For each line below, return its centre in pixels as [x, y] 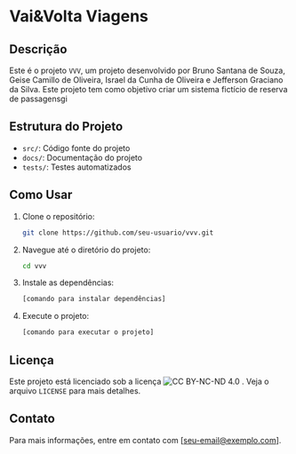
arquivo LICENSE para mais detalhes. [75, 390]
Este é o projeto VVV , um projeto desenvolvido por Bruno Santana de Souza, [148, 70]
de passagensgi [39, 99]
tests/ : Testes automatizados [76, 167]
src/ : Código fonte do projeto [76, 147]
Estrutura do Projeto [66, 127]
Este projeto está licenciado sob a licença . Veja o [139, 381]
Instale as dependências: [68, 283]
